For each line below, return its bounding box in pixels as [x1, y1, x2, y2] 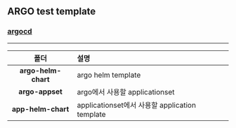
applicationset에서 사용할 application [77, 100, 197, 110]
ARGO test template [7, 6, 96, 17]
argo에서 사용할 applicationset [77, 87, 175, 97]
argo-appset [18, 87, 63, 97]
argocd [7, 27, 33, 36]
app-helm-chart [11, 104, 70, 114]
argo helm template [77, 70, 141, 80]
